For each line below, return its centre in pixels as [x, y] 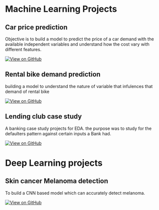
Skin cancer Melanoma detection [57, 181]
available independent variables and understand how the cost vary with [77, 44]
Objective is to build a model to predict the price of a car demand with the [79, 39]
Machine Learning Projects [61, 9]
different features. [23, 49]
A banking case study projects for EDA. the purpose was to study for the [79, 128]
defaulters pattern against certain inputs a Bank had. [58, 133]
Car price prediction [36, 27]
